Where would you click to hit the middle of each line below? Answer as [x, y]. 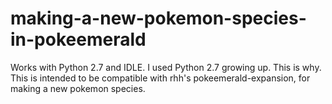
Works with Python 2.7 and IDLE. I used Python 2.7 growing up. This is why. [166, 67]
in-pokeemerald [78, 39]
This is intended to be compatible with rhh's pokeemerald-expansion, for [160, 78]
